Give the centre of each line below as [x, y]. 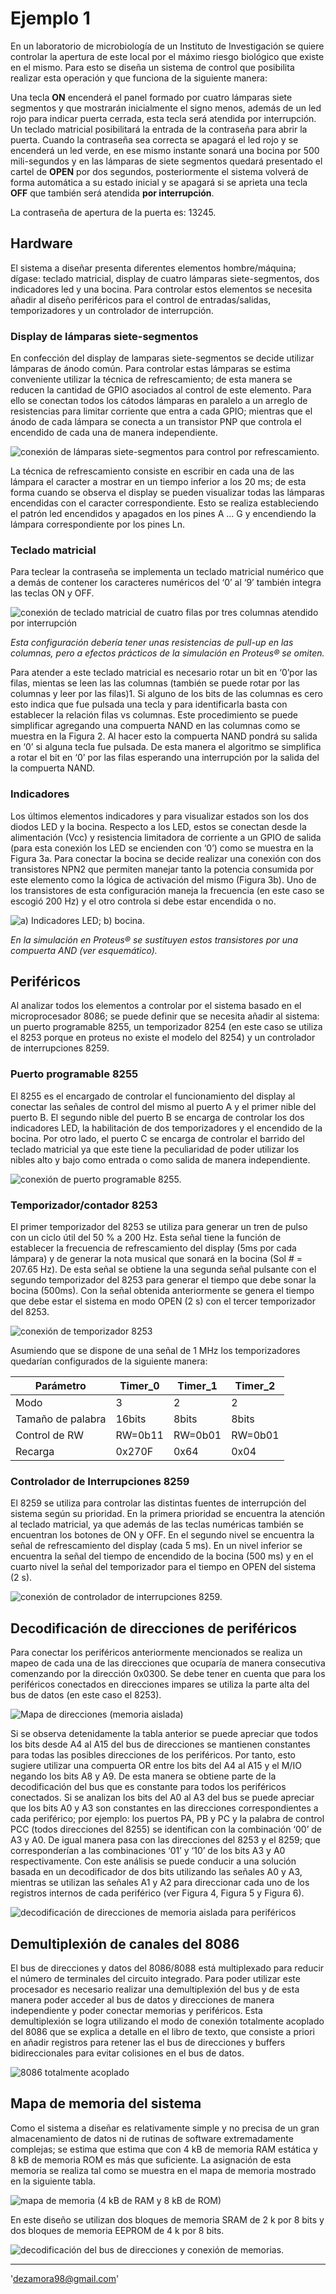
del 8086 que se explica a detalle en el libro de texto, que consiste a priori [162, 2031]
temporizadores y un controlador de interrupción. [112, 310]
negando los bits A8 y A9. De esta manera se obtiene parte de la [143, 1776]
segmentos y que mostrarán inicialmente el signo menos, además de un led [166, 108]
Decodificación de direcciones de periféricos [154, 1628]
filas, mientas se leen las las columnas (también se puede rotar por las [155, 683]
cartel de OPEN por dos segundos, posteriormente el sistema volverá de [159, 171]
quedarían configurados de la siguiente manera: [109, 1361]
